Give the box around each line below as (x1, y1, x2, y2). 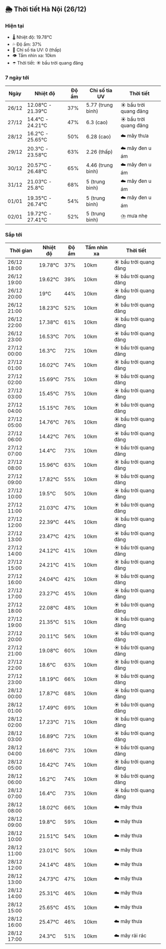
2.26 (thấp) (86, 148, 113, 155)
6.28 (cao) (86, 133, 111, 140)
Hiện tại (5, 22, 24, 29)
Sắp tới (5, 231, 22, 238)
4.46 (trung (86, 162, 113, 169)
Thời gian (9, 247, 33, 254)
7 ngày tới (5, 74, 30, 81)
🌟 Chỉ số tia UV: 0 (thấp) (12, 47, 62, 53)
